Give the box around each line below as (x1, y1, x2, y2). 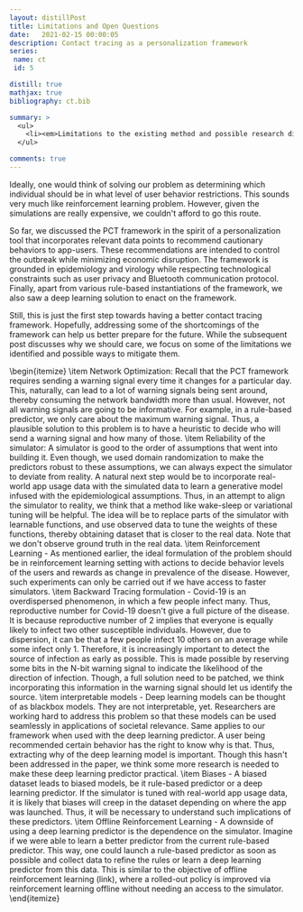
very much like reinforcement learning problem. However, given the (9, 198, 260, 208)
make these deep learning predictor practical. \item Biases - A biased (9, 768, 268, 778)
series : (9, 47, 39, 56)
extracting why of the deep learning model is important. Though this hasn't (9, 749, 288, 760)
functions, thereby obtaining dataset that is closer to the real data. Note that (9, 529, 291, 539)
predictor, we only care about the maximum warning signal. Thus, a (9, 413, 260, 424)
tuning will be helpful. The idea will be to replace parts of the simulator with (9, 509, 289, 520)
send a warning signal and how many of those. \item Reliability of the (9, 432, 266, 443)
